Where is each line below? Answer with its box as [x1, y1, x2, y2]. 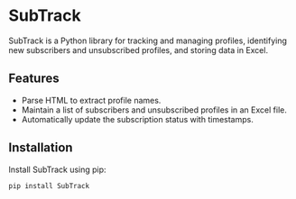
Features [8, 71, 60, 86]
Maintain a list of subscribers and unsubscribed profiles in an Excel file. [21, 104, 288, 115]
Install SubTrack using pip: [8, 164, 106, 175]
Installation [8, 140, 73, 156]
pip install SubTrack [8, 181, 90, 190]
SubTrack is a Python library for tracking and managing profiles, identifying [8, 35, 288, 46]
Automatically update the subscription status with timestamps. [21, 113, 254, 124]
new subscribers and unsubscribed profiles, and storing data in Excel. [8, 44, 268, 55]
